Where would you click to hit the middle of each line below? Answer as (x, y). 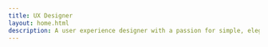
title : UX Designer (41, 16)
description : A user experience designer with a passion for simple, (126, 30)
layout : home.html (39, 23)
